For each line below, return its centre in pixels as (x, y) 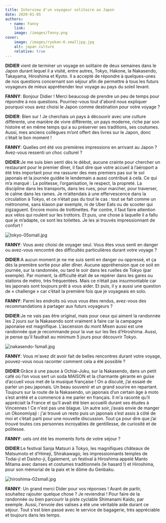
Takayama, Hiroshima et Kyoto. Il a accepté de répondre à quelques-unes (80, 76)
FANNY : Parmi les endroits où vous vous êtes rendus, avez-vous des (76, 300)
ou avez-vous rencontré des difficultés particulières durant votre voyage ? (81, 250)
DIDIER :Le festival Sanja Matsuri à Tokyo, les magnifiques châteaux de (78, 448)
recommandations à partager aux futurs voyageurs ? (59, 306)
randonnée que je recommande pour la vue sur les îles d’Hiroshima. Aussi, (81, 331)
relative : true (30, 51)
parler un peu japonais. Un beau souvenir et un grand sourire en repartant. (82, 387)
